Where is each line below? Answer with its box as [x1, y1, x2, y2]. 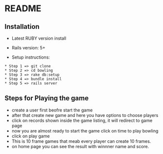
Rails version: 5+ [11, 45, 46, 50]
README [4, 3, 42, 14]
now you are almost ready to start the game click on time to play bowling [11, 128, 159, 133]
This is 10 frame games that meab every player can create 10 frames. [11, 138, 151, 144]
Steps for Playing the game [4, 94, 89, 103]
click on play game [11, 133, 50, 139]
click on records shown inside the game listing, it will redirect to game [11, 117, 153, 123]
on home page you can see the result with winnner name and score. [11, 143, 149, 149]
